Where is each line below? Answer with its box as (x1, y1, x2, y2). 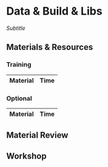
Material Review (6, 130, 69, 141)
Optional (6, 94, 32, 102)
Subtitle (6, 24, 25, 32)
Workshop (6, 151, 47, 161)
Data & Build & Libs (6, 4, 103, 18)
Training (6, 60, 32, 69)
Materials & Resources (6, 42, 93, 52)
